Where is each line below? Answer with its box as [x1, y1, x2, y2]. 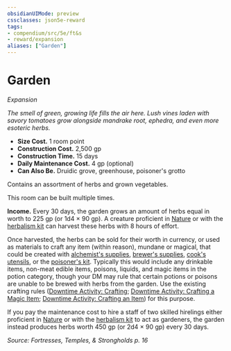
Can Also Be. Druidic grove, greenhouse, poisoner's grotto [17, 166, 186, 174]
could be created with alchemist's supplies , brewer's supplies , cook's [7, 250, 207, 258]
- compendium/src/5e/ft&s [7, 29, 82, 37]
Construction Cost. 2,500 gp [17, 144, 102, 153]
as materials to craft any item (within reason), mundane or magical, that [7, 243, 212, 251]
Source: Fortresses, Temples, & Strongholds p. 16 [7, 336, 148, 344]
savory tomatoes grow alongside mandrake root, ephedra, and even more [7, 116, 219, 124]
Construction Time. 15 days [17, 152, 99, 160]
